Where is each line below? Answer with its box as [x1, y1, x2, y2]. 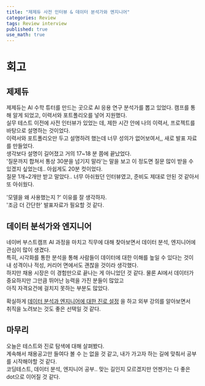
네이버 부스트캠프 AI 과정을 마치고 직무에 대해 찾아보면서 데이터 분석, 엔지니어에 [6, 238, 196, 245]
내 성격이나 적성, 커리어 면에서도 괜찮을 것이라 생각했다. [6, 261, 139, 269]
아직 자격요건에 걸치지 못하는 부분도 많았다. [6, 284, 110, 291]
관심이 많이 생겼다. [6, 246, 51, 253]
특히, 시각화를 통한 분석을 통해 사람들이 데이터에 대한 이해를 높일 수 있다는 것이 [6, 253, 194, 261]
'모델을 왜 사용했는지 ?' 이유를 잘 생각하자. [6, 194, 107, 201]
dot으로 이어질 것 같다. [6, 372, 61, 380]
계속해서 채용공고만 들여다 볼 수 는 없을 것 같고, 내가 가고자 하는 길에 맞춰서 [6, 350, 185, 357]
